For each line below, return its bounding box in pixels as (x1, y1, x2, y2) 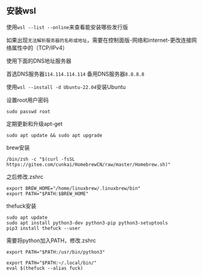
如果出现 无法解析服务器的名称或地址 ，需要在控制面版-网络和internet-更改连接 (6, 36, 191, 44)
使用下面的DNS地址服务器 (6, 57, 72, 64)
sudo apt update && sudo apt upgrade (6, 132, 103, 138)
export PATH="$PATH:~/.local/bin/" (6, 260, 97, 266)
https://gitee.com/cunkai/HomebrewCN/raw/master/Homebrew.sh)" (6, 162, 171, 168)
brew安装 (6, 144, 30, 151)
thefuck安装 (6, 202, 37, 209)
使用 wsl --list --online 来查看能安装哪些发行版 (6, 23, 128, 31)
